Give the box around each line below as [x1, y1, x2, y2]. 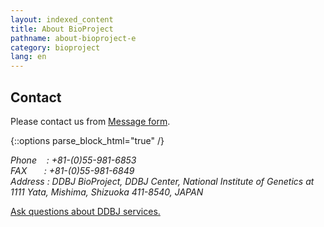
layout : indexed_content [10, 14, 114, 25]
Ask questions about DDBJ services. [10, 205, 161, 217]
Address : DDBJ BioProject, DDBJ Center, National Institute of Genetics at [10, 175, 315, 187]
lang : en [10, 52, 47, 62]
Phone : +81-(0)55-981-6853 [10, 154, 137, 166]
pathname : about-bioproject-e [10, 33, 137, 43]
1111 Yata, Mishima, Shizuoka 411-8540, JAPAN [10, 186, 204, 198]
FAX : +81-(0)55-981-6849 [10, 164, 135, 176]
